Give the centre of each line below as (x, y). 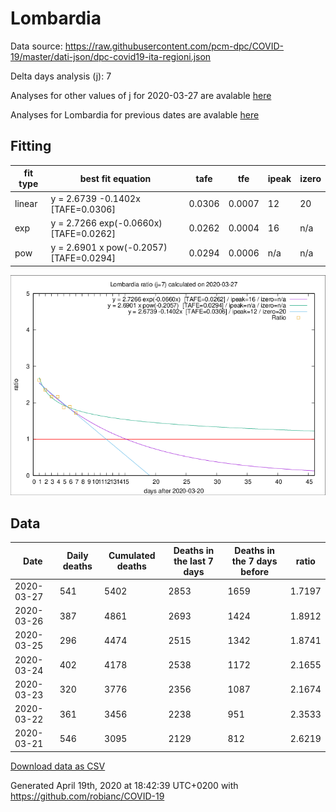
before (254, 571)
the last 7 (193, 561)
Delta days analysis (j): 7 (61, 76)
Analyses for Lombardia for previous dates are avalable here (135, 114)
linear (26, 203)
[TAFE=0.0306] (83, 209)
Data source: (36, 46)
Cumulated (132, 556)
